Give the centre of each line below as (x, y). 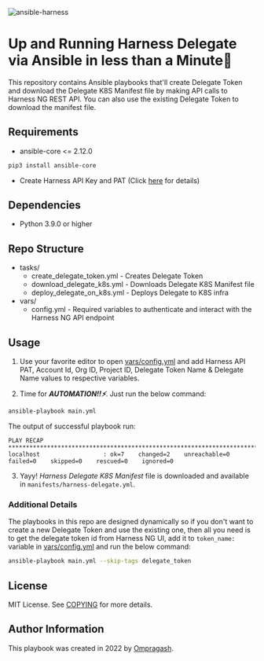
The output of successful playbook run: (72, 426)
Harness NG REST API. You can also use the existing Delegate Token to (124, 99)
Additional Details (43, 505)
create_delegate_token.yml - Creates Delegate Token (117, 276)
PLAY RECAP (26, 440)
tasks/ (29, 268)
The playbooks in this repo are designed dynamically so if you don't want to (131, 522)
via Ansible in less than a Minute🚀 (120, 61)
